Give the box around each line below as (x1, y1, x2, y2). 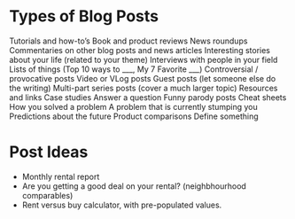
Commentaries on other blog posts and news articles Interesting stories (9, 44, 270, 55)
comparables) (21, 190, 74, 200)
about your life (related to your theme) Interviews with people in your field (9, 54, 278, 65)
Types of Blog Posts (9, 6, 159, 27)
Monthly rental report (21, 171, 100, 182)
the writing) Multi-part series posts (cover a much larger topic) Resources (9, 82, 278, 93)
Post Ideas (9, 142, 89, 162)
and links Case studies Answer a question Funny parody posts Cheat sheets (9, 91, 287, 103)
